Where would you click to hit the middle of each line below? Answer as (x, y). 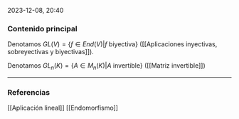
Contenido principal (42, 29)
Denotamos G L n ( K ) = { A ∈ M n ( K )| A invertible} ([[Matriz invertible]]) (106, 67)
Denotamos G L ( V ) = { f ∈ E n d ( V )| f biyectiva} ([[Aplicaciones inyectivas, (112, 44)
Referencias (29, 93)
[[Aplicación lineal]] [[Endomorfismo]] (63, 108)
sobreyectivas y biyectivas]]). (51, 52)
